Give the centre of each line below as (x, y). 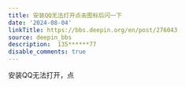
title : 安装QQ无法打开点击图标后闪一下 (65, 15)
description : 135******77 (52, 45)
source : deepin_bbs (40, 37)
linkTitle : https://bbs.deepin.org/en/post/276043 (93, 30)
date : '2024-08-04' (40, 23)
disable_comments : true (47, 52)
